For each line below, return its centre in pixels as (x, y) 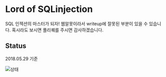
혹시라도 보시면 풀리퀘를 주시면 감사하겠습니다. (58, 30)
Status (16, 46)
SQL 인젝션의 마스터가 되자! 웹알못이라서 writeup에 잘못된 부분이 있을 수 (76, 23)
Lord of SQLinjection (49, 9)
